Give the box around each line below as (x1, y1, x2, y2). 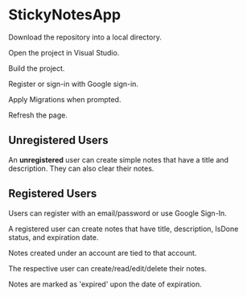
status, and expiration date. (8, 232, 99, 242)
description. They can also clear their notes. (8, 163, 154, 173)
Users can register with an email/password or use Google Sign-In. (8, 208, 227, 218)
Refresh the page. (8, 110, 68, 120)
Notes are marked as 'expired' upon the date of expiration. (8, 279, 203, 289)
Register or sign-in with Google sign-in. (8, 79, 139, 89)
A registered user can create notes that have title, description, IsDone (8, 224, 239, 233)
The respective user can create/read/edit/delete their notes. (8, 263, 208, 273)
